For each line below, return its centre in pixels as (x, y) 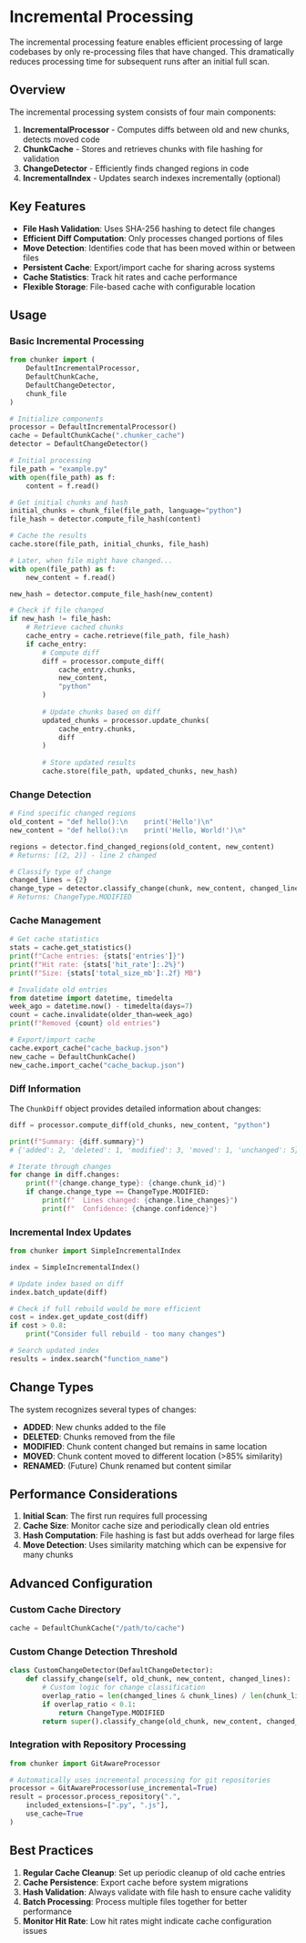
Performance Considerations (93, 1495)
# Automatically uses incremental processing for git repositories (140, 1780)
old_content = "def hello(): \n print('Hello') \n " (112, 822)
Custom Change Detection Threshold (93, 1652)
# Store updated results (89, 763)
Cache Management (56, 920)
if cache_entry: (57, 644)
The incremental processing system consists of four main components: (143, 112)
